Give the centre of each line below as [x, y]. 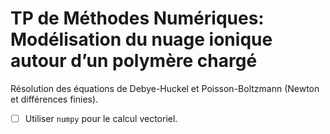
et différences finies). [54, 99]
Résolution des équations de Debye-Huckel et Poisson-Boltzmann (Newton [165, 88]
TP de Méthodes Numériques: [137, 18]
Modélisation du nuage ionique [141, 39]
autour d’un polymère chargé [134, 61]
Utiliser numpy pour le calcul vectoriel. [101, 118]
